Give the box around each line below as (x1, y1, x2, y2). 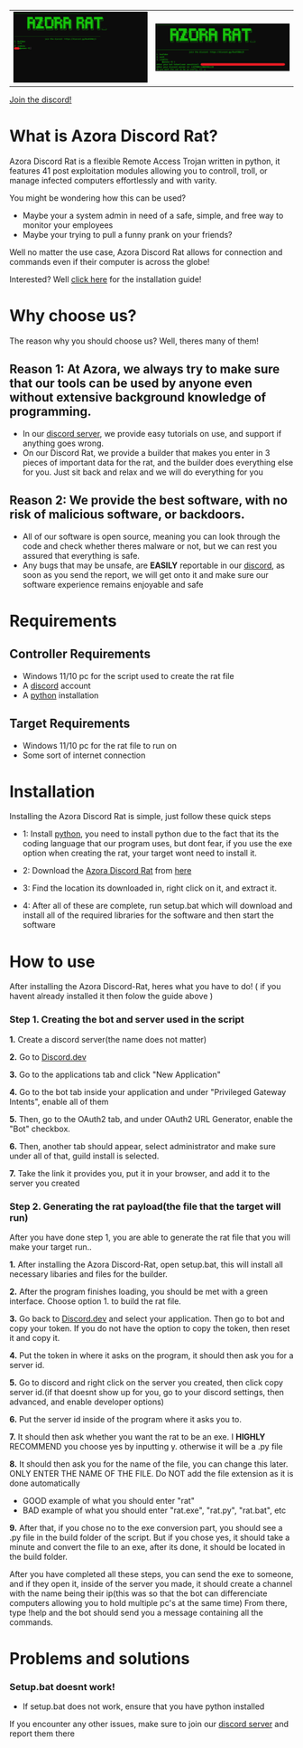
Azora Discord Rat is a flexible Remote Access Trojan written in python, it (9, 156, 280, 167)
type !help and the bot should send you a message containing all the (9, 1607, 263, 1618)
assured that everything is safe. (22, 550, 140, 561)
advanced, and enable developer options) (9, 1396, 165, 1407)
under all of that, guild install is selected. (9, 1150, 160, 1161)
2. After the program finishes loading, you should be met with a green (9, 1286, 269, 1297)
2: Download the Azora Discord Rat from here (22, 865, 192, 876)
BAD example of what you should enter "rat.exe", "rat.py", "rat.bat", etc (22, 1505, 287, 1516)
